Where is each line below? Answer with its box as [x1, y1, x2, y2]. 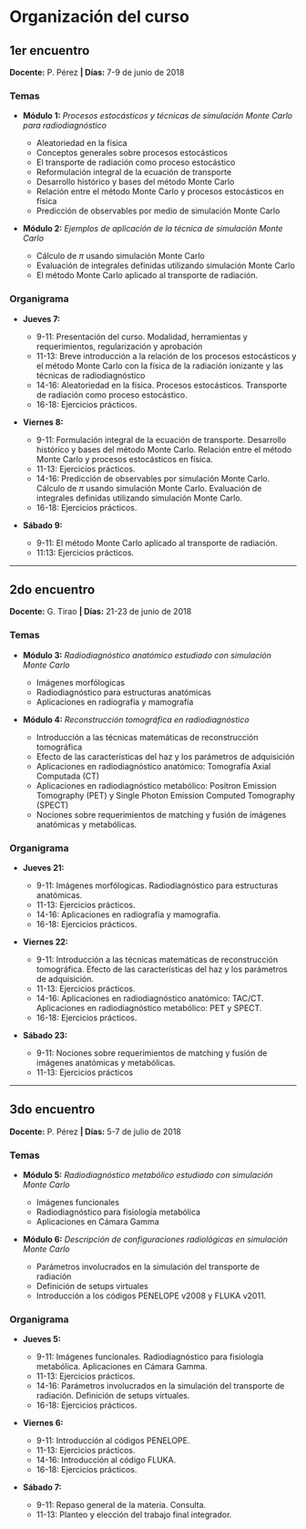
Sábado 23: [22, 1030, 68, 1040]
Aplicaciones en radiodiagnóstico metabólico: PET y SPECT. [36, 1003, 262, 1013]
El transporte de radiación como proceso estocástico [36, 157, 236, 168]
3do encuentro [9, 1101, 96, 1118]
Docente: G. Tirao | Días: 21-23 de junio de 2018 [9, 606, 192, 617]
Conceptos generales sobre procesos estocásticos [36, 148, 228, 159]
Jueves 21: [22, 863, 65, 873]
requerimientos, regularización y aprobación [36, 340, 203, 352]
